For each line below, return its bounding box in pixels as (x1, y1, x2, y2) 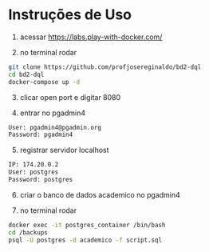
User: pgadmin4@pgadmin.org (8, 123, 102, 131)
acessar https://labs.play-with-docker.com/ (19, 32, 163, 42)
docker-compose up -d (8, 78, 81, 86)
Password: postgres (8, 176, 73, 184)
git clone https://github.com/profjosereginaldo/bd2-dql (8, 62, 202, 71)
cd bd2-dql (8, 70, 45, 78)
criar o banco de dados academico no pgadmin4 (19, 190, 181, 199)
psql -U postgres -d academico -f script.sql (8, 236, 162, 244)
